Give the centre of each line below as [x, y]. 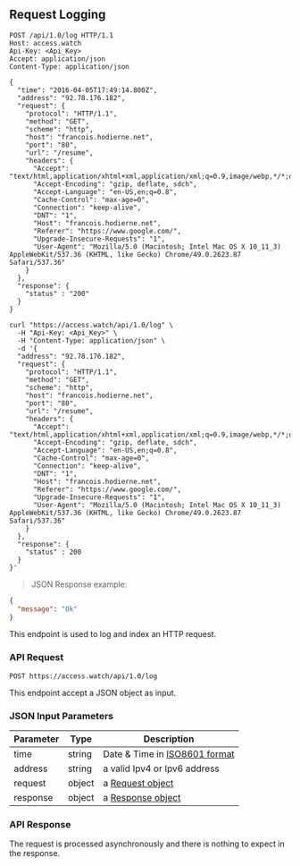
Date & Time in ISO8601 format [168, 754]
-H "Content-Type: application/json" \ [92, 340]
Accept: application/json [57, 59]
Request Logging [58, 15]
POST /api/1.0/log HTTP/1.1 [62, 35]
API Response [40, 824]
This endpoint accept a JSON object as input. [93, 692]
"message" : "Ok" [47, 609]
